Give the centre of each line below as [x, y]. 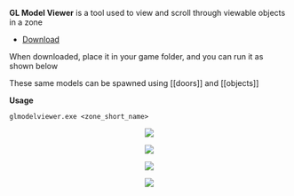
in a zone [26, 22]
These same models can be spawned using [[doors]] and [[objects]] [134, 83]
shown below [34, 66]
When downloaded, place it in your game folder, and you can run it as [136, 56]
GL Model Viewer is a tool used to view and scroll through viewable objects [147, 13]
